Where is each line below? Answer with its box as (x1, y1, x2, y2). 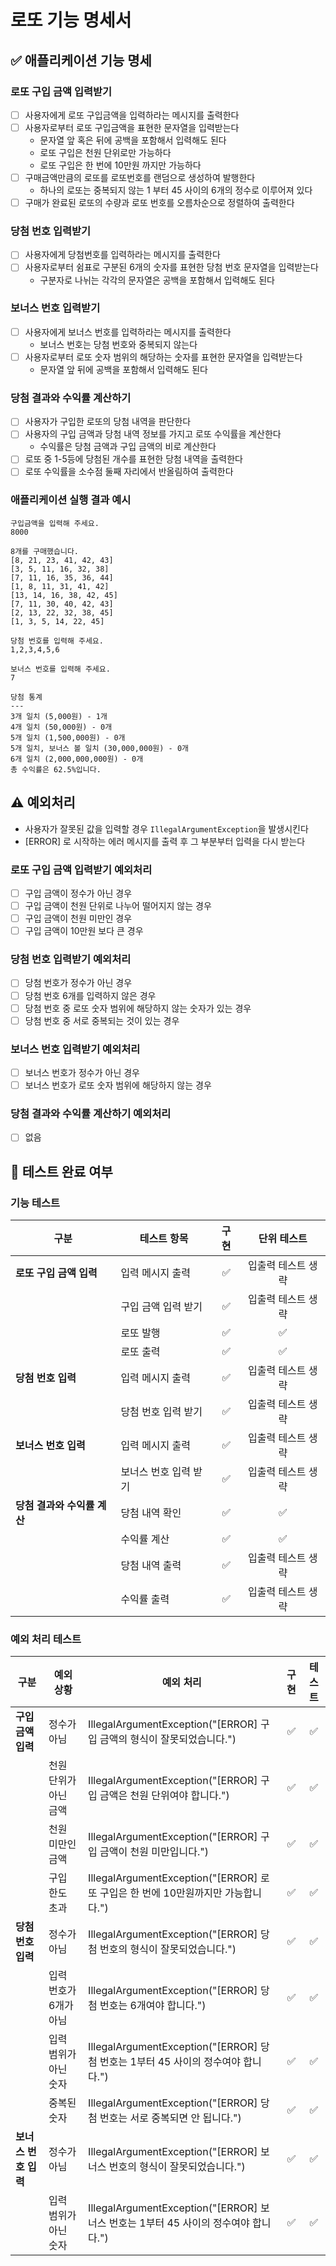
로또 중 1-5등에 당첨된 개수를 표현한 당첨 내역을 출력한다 (24, 453, 243, 465)
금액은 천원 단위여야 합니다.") (99, 1789, 230, 1803)
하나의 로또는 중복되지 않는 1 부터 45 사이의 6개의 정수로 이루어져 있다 (39, 184, 313, 196)
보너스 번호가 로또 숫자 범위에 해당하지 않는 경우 (24, 1079, 212, 1091)
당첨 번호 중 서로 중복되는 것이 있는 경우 (24, 1014, 180, 1026)
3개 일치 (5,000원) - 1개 (10, 711, 108, 721)
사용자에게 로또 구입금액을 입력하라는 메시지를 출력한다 (24, 109, 240, 121)
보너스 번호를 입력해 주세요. (10, 664, 111, 674)
